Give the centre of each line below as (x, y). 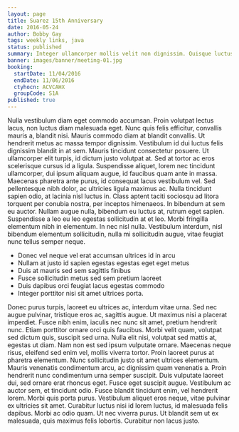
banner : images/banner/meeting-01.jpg (65, 61)
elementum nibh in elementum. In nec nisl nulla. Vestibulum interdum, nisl (115, 226)
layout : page (27, 14)
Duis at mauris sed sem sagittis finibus (74, 271)
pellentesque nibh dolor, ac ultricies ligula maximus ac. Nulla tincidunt (110, 189)
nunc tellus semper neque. (46, 242)
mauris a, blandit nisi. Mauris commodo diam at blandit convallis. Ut (106, 135)
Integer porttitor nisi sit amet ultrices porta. (80, 293)
